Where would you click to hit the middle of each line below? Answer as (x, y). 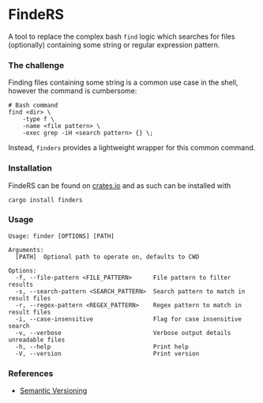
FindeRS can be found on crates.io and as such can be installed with (120, 185)
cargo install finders (45, 200)
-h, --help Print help (102, 347)
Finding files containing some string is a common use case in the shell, (123, 83)
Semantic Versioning (53, 391)
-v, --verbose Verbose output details (123, 333)
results (21, 284)
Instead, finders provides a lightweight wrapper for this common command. (132, 148)
